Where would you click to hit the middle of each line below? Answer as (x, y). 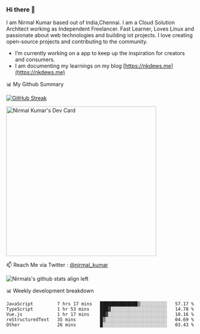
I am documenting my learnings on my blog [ (70, 66)
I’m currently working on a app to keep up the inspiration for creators (100, 53)
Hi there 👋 (21, 10)
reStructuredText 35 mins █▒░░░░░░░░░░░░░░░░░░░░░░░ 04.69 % (100, 320)
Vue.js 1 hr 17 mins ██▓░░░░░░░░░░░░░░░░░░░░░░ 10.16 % (100, 315)
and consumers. (35, 60)
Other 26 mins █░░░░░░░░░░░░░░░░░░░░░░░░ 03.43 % (100, 325)
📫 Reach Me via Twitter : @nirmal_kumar (57, 265)
